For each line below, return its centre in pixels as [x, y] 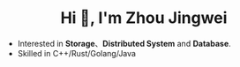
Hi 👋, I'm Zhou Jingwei [144, 18]
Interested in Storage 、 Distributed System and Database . [124, 43]
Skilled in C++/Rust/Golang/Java [77, 53]
